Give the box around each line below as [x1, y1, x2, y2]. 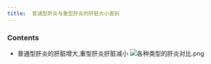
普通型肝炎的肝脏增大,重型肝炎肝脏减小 [17, 49, 129, 57]
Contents [7, 32, 39, 42]
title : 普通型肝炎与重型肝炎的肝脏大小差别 [7, 10, 120, 17]
